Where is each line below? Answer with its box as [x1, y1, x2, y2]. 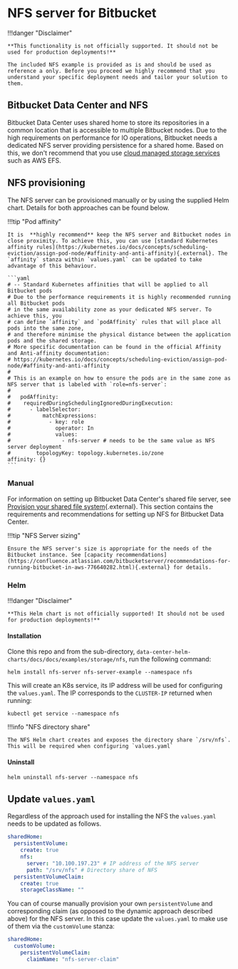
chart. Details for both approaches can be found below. [7, 203, 170, 212]
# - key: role [7, 418, 84, 425]
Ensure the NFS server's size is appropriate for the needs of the [7, 544, 212, 552]
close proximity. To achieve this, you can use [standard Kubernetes [7, 237, 219, 244]
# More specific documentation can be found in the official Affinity [7, 343, 222, 350]
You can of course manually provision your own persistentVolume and [7, 899, 213, 908]
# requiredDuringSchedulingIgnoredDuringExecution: [7, 400, 174, 407]
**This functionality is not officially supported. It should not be [7, 42, 219, 49]
